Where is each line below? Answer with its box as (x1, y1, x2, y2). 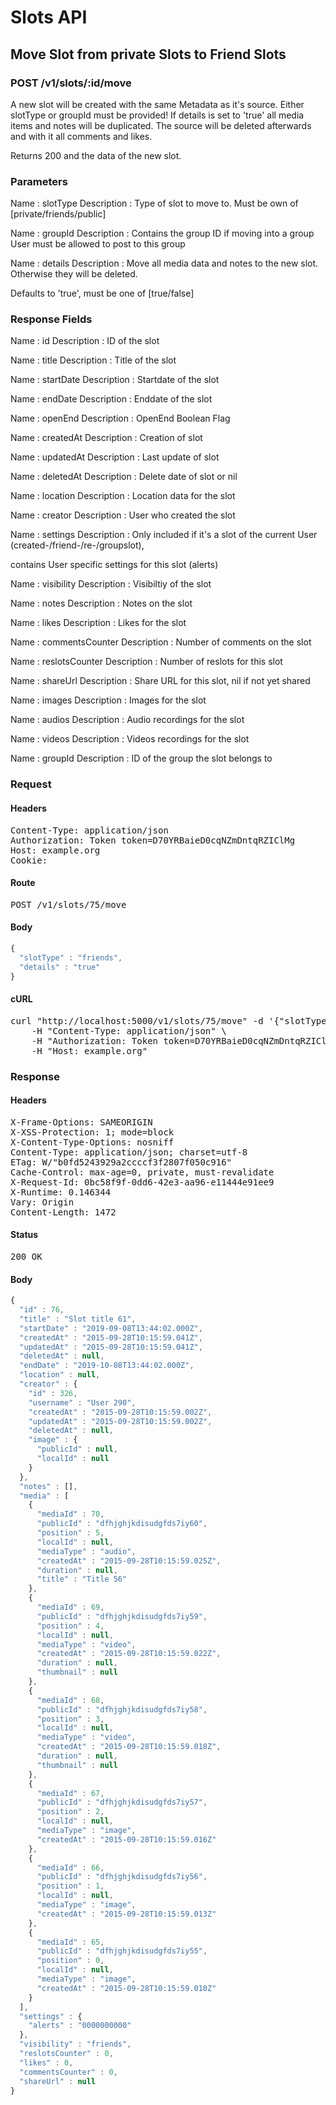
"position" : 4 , (36, 1621, 105, 1631)
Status (10, 1229, 39, 1241)
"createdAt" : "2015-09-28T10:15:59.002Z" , (28, 1407, 213, 1417)
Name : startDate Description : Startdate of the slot (10, 374, 220, 386)
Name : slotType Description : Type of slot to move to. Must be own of (10, 197, 299, 210)
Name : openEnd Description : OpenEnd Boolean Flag (10, 412, 231, 425)
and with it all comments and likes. (10, 130, 153, 142)
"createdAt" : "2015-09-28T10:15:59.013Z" (36, 1909, 217, 1919)
